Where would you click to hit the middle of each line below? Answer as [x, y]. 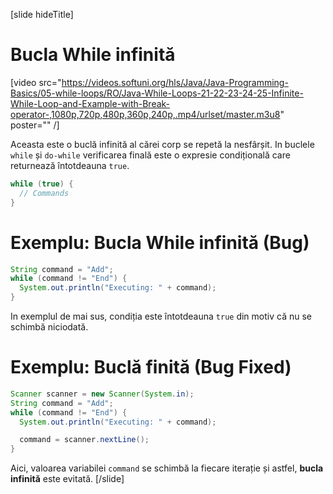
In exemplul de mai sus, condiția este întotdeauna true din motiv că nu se [161, 316]
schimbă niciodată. [49, 327]
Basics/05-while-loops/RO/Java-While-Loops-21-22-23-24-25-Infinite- [157, 93]
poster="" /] [35, 125]
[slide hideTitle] [42, 14]
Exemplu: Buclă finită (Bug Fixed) [151, 367]
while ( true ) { [42, 184]
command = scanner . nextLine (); [84, 440]
